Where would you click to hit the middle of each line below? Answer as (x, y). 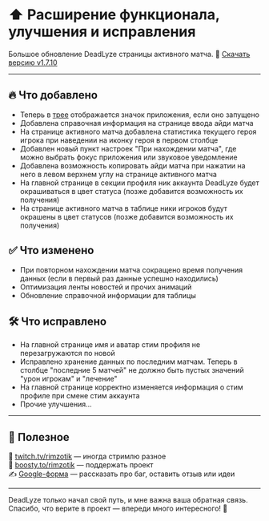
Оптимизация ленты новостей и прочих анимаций (106, 287)
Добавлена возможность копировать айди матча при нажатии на (132, 165)
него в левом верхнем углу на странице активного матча (118, 174)
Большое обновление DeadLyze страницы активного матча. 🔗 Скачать (129, 54)
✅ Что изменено (51, 250)
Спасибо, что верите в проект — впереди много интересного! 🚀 (118, 509)
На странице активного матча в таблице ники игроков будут (124, 208)
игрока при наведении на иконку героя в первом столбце (119, 140)
